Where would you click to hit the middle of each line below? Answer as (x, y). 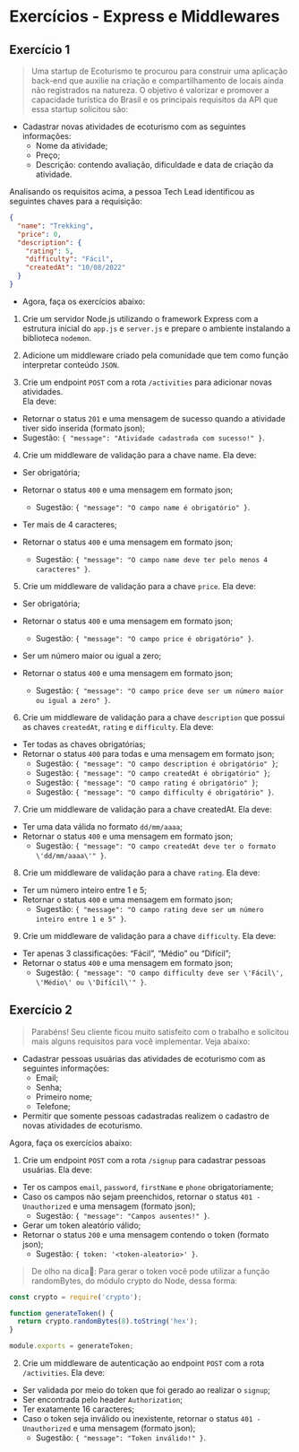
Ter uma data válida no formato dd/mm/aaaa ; (103, 826)
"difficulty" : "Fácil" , (70, 259)
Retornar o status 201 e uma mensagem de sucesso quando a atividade (154, 418)
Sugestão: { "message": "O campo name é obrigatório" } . (143, 507)
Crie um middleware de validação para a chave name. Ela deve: (139, 455)
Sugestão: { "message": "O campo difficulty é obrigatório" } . (155, 792)
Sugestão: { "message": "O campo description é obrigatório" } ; (157, 763)
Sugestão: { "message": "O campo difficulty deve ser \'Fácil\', (160, 972)
